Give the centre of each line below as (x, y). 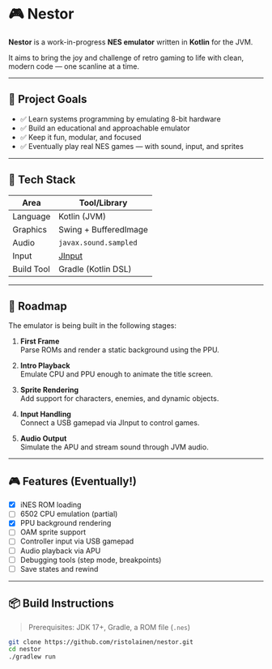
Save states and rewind (59, 569)
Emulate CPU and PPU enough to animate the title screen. (116, 374)
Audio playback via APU (60, 551)
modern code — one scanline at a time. (74, 66)
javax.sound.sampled (98, 243)
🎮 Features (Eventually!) (73, 481)
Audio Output (43, 439)
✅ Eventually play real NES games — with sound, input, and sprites (132, 146)
